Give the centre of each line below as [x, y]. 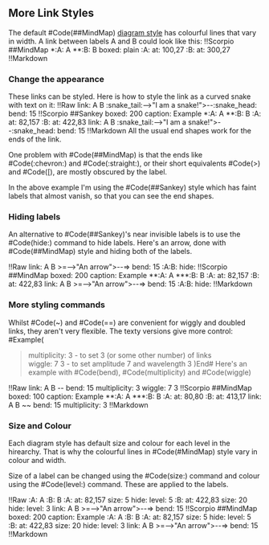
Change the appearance [56, 79]
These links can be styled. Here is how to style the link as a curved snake [130, 96]
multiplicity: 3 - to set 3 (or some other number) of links [120, 355]
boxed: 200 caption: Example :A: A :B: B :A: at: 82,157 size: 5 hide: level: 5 [130, 517]
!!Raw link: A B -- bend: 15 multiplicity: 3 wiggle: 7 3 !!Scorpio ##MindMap [130, 387]
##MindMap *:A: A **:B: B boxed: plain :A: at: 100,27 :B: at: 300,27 [119, 49]
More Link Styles [51, 13]
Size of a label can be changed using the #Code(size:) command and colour [134, 476]
